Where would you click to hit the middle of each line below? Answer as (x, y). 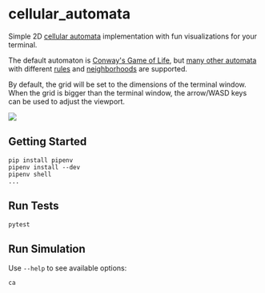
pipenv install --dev (44, 167)
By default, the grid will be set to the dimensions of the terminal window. (127, 84)
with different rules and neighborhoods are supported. (98, 68)
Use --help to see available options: (68, 268)
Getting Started (48, 142)
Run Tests (34, 206)
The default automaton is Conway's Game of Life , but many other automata (132, 60)
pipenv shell (30, 174)
